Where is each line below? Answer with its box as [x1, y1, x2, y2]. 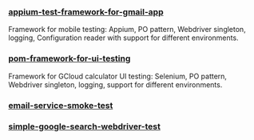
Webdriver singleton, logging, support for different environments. [8, 79, 223, 90]
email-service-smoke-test [8, 99, 113, 110]
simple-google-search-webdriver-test [8, 121, 161, 132]
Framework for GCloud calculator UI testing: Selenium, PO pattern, [8, 71, 228, 81]
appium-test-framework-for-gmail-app [8, 6, 164, 18]
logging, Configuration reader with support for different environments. [8, 33, 239, 42]
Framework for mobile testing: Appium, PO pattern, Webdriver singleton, [8, 25, 246, 34]
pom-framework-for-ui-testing [8, 53, 131, 64]
